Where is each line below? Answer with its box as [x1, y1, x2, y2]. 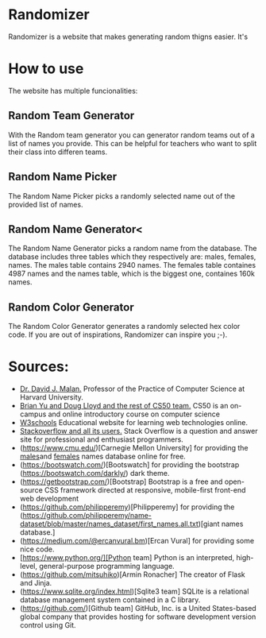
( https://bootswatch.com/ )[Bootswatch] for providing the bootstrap [19, 460, 240, 470]
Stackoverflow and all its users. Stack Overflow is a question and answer [19, 427, 258, 436]
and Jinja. [19, 578, 52, 588]
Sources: [8, 358, 69, 376]
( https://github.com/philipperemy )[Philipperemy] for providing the [19, 502, 235, 512]
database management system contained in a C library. [19, 595, 201, 605]
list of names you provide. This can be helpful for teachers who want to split [8, 138, 257, 148]
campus [19, 409, 47, 419]
